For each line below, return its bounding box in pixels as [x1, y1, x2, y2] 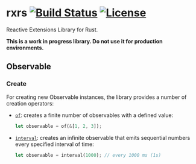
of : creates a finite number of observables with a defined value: [14, 112, 174, 119]
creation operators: [6, 99, 54, 107]
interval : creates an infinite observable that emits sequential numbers [14, 134, 191, 141]
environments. [6, 44, 44, 51]
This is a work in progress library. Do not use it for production [6, 37, 163, 45]
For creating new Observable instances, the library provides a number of [6, 93, 187, 101]
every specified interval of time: [14, 140, 95, 148]
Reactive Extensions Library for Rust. [6, 26, 98, 33]
